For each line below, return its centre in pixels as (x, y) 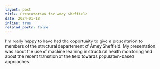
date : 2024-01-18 (22, 18)
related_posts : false (27, 28)
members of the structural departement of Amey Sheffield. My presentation (80, 46)
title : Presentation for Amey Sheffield (46, 14)
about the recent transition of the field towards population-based (70, 56)
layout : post (18, 9)
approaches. (18, 62)
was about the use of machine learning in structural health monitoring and (79, 52)
